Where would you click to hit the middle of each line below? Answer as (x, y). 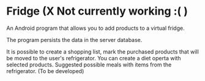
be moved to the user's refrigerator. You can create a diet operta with (94, 58)
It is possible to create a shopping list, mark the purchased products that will (102, 51)
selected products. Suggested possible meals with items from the (89, 65)
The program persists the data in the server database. (74, 40)
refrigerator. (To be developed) (45, 71)
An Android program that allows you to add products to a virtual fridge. (95, 28)
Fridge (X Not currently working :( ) (97, 11)
